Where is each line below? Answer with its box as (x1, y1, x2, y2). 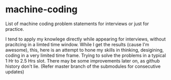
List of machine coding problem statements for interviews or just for (5, 21, 149, 27)
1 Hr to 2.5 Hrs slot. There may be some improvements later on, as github (5, 57, 160, 64)
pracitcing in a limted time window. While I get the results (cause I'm (5, 41, 149, 47)
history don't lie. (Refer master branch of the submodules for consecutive (5, 63, 161, 69)
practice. (5, 26, 24, 32)
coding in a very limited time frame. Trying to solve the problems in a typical (5, 52, 166, 58)
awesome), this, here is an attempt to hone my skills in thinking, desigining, (5, 47, 164, 53)
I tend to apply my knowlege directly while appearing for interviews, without (5, 36, 166, 42)
